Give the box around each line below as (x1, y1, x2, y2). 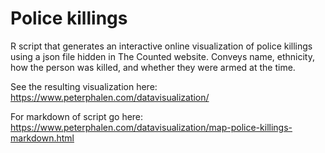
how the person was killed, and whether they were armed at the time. (10, 61, 296, 73)
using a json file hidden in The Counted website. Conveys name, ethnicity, (10, 50, 315, 62)
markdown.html (10, 132, 75, 144)
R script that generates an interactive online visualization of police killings (10, 40, 313, 52)
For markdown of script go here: (10, 110, 144, 122)
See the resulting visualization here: (10, 80, 158, 92)
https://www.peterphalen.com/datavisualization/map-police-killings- (10, 121, 293, 133)
